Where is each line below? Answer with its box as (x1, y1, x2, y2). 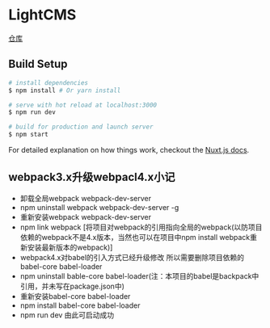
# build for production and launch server (8, 123, 154, 131)
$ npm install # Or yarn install (8, 86, 121, 95)
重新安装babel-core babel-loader (19, 291, 131, 301)
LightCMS (8, 6, 77, 24)
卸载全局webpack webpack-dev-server (19, 193, 152, 203)
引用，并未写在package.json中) (19, 281, 125, 291)
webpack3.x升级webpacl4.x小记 (8, 170, 175, 184)
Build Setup (8, 57, 68, 71)
